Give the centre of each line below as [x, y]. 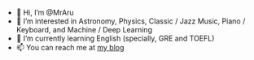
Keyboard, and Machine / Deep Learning [84, 30]
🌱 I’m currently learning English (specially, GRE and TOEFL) [115, 38]
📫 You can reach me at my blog [70, 47]
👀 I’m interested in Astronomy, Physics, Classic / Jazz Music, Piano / [131, 21]
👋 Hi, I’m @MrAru [45, 13]
